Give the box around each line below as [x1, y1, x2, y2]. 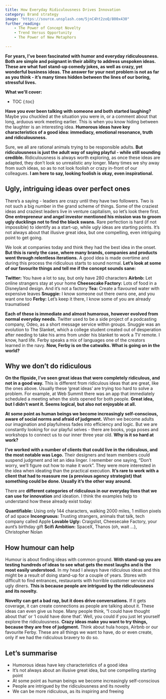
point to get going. [5, 235, 43, 241]
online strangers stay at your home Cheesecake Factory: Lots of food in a [5, 280, 157, 286]
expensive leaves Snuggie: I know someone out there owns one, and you [5, 291, 155, 297]
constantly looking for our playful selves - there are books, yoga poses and [5, 427, 159, 433]
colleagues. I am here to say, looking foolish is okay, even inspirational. [5, 170, 154, 176]
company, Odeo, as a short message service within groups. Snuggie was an [5, 321, 161, 327]
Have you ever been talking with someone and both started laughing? [5, 108, 151, 114]
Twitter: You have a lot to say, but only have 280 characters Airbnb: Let [5, 275, 152, 281]
